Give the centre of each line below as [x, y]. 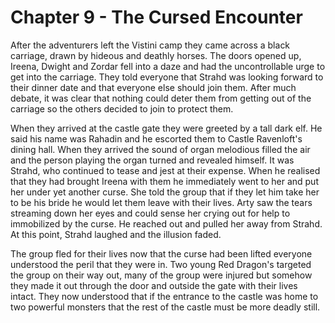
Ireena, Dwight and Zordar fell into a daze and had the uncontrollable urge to [168, 66]
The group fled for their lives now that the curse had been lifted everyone [161, 253]
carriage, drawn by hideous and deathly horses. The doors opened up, [156, 55]
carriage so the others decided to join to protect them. [122, 108]
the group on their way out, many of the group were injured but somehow [161, 275]
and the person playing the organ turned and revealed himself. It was [152, 160]
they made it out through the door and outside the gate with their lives [154, 285]
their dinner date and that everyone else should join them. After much [153, 87]
